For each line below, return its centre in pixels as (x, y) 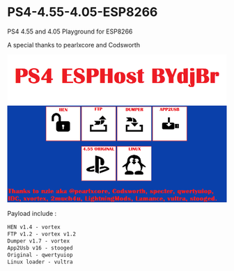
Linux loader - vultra (40, 262)
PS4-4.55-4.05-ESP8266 (83, 12)
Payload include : (32, 213)
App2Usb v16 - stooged (40, 248)
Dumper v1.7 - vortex (39, 241)
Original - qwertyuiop (40, 255)
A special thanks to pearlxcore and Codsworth (74, 45)
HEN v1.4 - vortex (34, 227)
